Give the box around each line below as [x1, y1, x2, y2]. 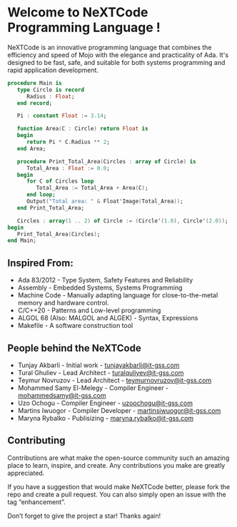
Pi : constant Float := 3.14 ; [16, 112, 107, 120]
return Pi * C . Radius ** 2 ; [26, 138, 111, 146]
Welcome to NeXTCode [7, 4, 148, 21]
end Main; [7, 237, 37, 245]
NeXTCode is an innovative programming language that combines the [7, 43, 212, 51]
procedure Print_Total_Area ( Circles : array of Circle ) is [16, 158, 196, 165]
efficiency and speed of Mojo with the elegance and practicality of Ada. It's [7, 51, 229, 59]
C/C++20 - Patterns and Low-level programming [17, 306, 161, 314]
